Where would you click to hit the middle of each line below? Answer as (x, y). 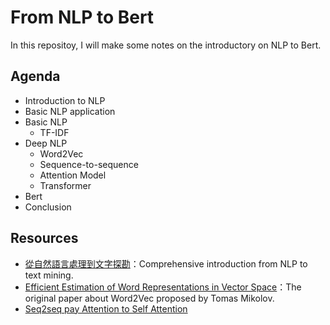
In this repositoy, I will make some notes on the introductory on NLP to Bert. (166, 45)
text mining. (49, 275)
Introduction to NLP (65, 100)
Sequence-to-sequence (89, 164)
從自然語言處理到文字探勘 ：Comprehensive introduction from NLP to (166, 263)
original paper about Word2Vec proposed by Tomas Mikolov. (149, 298)
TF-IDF (54, 132)
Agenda (35, 76)
